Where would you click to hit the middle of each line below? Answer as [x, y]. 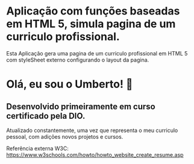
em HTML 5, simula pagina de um [91, 24]
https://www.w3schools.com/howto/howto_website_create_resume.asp [95, 154]
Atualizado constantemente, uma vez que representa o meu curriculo [92, 130]
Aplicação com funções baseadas [93, 11]
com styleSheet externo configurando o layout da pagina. [78, 60]
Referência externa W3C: [38, 148]
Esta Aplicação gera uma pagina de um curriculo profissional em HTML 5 [97, 53]
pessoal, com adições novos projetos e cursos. [65, 136]
